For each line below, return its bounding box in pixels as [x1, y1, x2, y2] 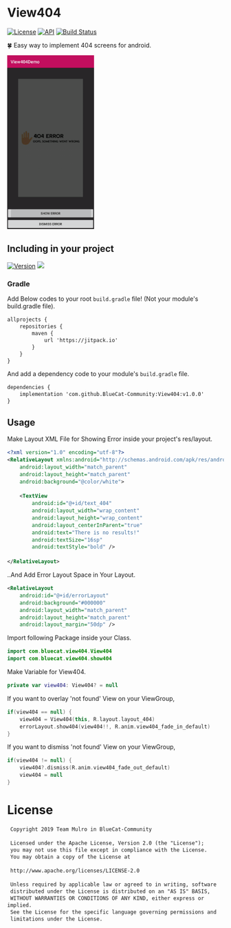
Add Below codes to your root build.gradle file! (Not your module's [7, 295, 199, 303]
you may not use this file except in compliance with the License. [10, 847, 208, 853]
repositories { [19, 323, 63, 330]
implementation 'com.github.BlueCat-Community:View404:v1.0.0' [19, 391, 205, 398]
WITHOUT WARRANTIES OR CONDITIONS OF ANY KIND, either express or [10, 895, 205, 902]
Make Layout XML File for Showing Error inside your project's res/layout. [7, 435, 213, 443]
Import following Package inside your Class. [7, 633, 132, 642]
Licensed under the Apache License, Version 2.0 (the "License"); [10, 840, 205, 847]
